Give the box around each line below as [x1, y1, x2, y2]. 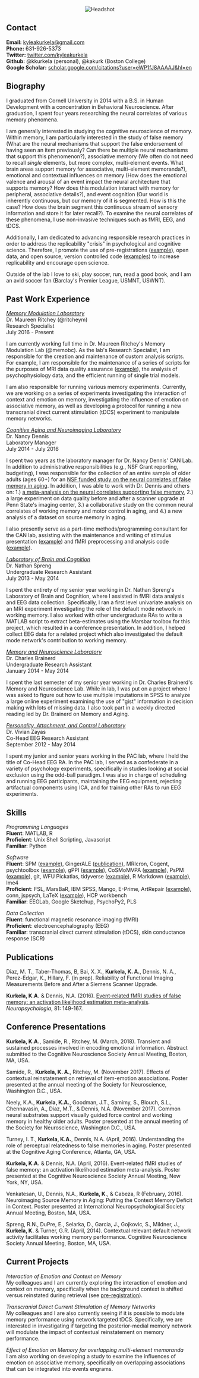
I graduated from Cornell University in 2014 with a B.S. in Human [6, 97, 164, 104]
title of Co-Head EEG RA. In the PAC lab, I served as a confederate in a [6, 759, 178, 766]
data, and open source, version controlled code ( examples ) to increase [6, 253, 180, 260]
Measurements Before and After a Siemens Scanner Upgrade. [6, 981, 158, 988]
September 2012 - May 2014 [6, 741, 76, 748]
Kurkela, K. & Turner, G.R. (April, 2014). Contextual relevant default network [6, 1227, 192, 1234]
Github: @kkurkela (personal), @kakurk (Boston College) [6, 57, 146, 65]
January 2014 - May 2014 [6, 667, 70, 674]
